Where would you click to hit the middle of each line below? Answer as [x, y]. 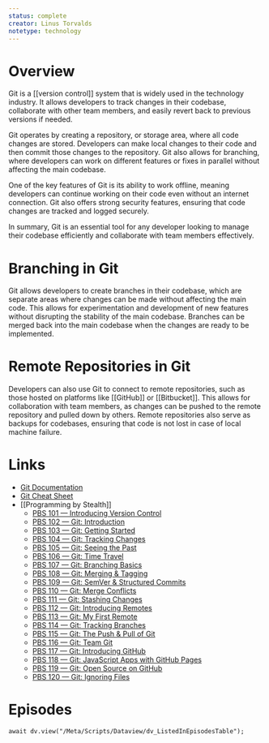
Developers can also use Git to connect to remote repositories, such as [127, 389]
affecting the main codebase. [58, 170]
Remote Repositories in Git [100, 367]
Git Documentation [51, 487]
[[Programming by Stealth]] [66, 505]
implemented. [31, 334]
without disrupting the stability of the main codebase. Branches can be [127, 316]
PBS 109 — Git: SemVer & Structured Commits [109, 582]
